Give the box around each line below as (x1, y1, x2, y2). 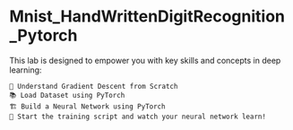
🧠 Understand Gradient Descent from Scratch (9, 82, 178, 91)
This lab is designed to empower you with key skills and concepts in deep (9, 55, 281, 65)
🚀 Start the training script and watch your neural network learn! (9, 112, 267, 121)
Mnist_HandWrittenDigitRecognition (9, 6, 285, 27)
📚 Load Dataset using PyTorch (9, 91, 125, 100)
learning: (9, 65, 42, 75)
